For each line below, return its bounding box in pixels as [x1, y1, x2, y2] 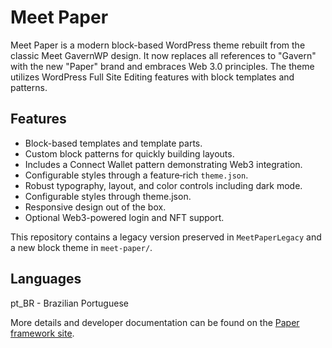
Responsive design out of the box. [24, 201, 167, 213]
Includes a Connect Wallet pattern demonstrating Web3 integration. [24, 158, 303, 170]
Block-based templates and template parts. [24, 137, 203, 149]
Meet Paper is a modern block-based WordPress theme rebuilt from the [10, 39, 306, 51]
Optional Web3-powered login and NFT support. [24, 211, 225, 223]
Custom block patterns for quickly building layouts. [24, 147, 235, 160]
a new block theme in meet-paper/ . [10, 241, 153, 253]
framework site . [10, 327, 75, 339]
